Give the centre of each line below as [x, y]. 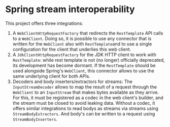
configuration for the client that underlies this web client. [72, 49]
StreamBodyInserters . [35, 119]
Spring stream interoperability [70, 9]
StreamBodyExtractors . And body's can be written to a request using [84, 114]
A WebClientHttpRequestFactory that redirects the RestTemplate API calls [88, 33]
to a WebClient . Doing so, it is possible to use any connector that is [82, 38]
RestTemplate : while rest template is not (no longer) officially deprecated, [89, 60]
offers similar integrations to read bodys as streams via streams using [86, 108]
